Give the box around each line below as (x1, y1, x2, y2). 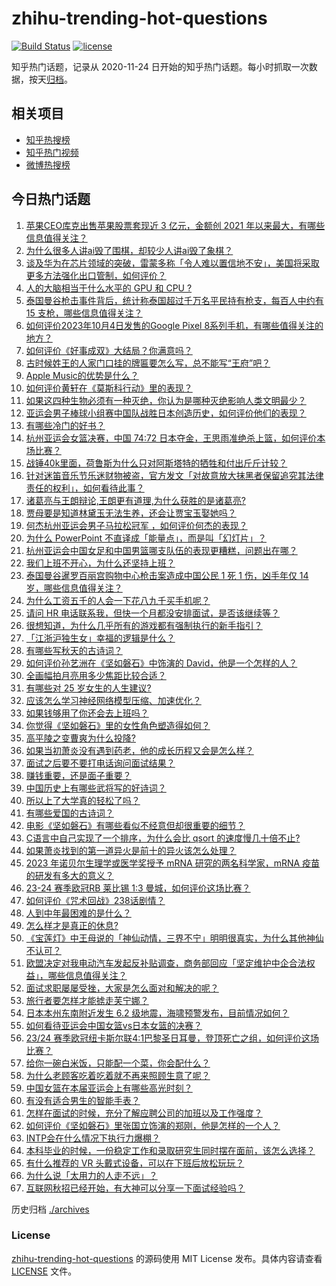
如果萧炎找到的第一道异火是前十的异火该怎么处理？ (25, 844, 237, 856)
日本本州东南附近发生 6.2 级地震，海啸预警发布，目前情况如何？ (25, 1007, 290, 1019)
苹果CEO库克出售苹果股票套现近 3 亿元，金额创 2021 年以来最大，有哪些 (25, 219, 326, 231)
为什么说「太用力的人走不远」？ (25, 1169, 158, 1181)
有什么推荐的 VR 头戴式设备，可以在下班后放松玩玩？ (25, 1157, 245, 1169)
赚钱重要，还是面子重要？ (25, 769, 132, 781)
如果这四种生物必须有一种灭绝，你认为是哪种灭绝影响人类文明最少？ (25, 394, 307, 406)
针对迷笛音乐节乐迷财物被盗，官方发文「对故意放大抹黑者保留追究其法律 (25, 469, 324, 481)
